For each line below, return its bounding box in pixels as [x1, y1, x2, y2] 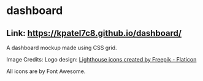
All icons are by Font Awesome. [6, 68, 86, 75]
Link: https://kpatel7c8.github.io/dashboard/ [6, 28, 182, 38]
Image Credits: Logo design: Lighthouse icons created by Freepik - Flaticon [6, 56, 197, 63]
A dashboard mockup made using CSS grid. [6, 44, 118, 51]
